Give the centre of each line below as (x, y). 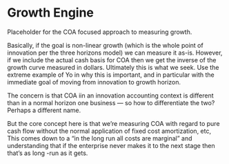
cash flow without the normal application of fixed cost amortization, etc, (109, 131)
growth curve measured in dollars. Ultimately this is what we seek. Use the (113, 67)
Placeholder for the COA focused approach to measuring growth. (100, 32)
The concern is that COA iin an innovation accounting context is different (110, 95)
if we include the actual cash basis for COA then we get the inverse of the (112, 60)
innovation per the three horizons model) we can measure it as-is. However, (115, 53)
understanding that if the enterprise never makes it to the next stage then (111, 145)
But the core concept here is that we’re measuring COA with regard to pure (113, 123)
